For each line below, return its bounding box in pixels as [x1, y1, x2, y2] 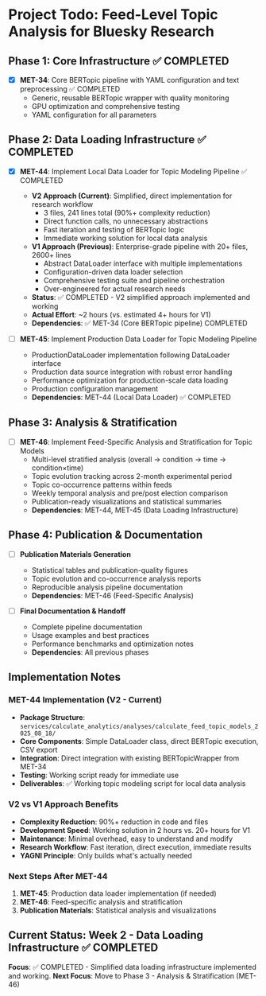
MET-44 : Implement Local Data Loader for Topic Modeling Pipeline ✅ [19, 166, 248, 176]
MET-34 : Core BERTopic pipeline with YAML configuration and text [19, 76, 240, 84]
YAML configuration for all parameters [31, 110, 157, 120]
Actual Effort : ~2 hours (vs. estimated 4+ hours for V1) [31, 309, 212, 319]
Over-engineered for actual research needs [43, 284, 186, 294]
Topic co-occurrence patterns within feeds [31, 480, 172, 489]
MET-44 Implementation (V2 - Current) [8, 694, 163, 706]
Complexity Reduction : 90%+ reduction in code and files [19, 817, 209, 827]
